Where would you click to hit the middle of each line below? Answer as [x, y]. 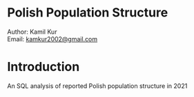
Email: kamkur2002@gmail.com [52, 39]
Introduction [43, 67]
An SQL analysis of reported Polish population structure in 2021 [97, 86]
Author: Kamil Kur [32, 32]
